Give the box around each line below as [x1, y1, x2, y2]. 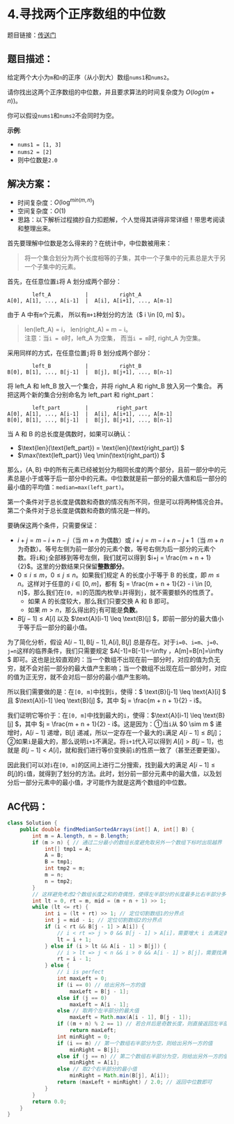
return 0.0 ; [32, 1098, 68, 1105]
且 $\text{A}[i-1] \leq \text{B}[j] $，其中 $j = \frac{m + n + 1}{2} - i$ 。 [7, 696, 205, 705]
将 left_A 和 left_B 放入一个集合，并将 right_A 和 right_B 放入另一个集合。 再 [7, 382, 224, 390]
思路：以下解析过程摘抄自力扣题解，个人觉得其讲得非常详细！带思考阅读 [17, 215, 225, 224]
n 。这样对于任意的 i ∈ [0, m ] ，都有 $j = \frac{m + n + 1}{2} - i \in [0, [17, 580, 212, 588]
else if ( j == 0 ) [56, 994, 108, 1001]
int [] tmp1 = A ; [44, 845, 92, 852]
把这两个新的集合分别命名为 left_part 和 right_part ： [7, 391, 155, 399]
